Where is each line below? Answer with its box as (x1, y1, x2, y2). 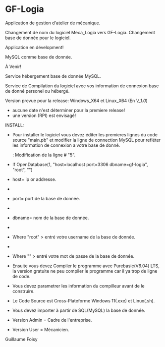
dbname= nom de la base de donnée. (12, 215, 89, 221)
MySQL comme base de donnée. (5, 54, 72, 60)
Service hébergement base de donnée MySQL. (5, 73, 101, 79)
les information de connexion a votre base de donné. (12, 142, 120, 148)
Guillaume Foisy (5, 336, 38, 342)
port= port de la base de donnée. (12, 195, 80, 201)
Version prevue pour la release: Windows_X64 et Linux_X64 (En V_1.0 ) (5, 98, 148, 104)
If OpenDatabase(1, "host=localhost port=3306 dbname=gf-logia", (12, 161, 148, 167)
